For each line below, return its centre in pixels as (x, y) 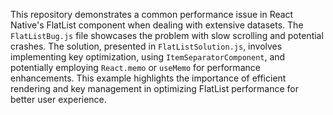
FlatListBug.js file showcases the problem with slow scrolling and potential (167, 35)
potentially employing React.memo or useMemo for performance (135, 67)
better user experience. (58, 99)
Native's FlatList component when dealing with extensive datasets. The (157, 25)
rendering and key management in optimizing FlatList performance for (154, 88)
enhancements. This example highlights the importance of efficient (148, 78)
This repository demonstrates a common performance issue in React (152, 14)
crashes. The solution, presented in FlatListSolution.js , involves (146, 46)
